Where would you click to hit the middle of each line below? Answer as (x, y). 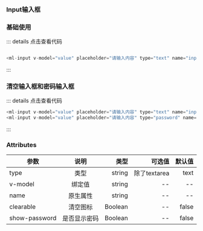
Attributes (21, 145)
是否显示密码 (81, 218)
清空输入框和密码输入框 (40, 87)
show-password (33, 218)
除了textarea (152, 173)
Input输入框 (24, 9)
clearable (23, 207)
